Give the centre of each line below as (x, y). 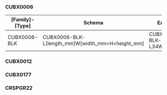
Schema (93, 23)
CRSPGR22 (19, 88)
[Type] (23, 26)
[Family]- (23, 20)
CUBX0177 (18, 75)
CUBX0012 (19, 61)
